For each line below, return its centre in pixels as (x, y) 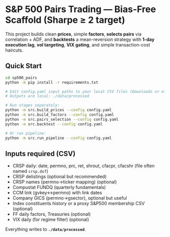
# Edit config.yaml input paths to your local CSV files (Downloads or (82, 91)
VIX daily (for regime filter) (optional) (51, 220)
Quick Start (24, 66)
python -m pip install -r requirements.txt (52, 82)
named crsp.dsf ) (30, 171)
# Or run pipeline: (26, 133)
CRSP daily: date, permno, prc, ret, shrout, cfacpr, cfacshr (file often (84, 166)
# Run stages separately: (32, 105)
